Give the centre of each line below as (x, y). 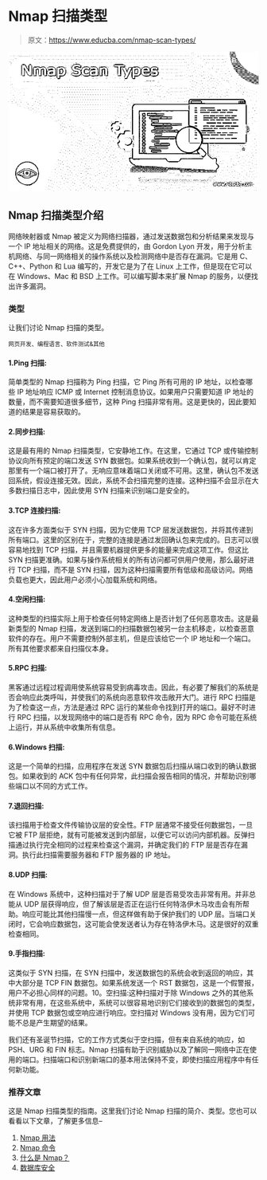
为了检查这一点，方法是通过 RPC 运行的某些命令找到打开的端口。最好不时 (129, 707)
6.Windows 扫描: (37, 747)
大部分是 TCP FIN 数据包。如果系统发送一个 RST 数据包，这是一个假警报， (137, 982)
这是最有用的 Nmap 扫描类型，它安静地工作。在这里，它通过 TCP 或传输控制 (133, 450)
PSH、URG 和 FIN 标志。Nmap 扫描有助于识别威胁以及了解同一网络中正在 (129, 1049)
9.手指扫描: (27, 954)
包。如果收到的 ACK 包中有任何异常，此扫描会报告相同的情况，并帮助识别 (129, 776)
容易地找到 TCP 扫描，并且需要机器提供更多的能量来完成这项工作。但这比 (128, 549)
